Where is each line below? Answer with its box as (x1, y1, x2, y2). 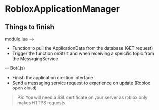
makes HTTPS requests (17, 100, 65, 106)
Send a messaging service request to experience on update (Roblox (12, 80, 150, 86)
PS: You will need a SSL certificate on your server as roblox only (17, 94, 148, 100)
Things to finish (5, 23, 55, 31)
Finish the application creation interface (12, 75, 93, 80)
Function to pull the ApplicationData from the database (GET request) (12, 45, 153, 51)
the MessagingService (12, 56, 58, 62)
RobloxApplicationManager (5, 3, 120, 15)
